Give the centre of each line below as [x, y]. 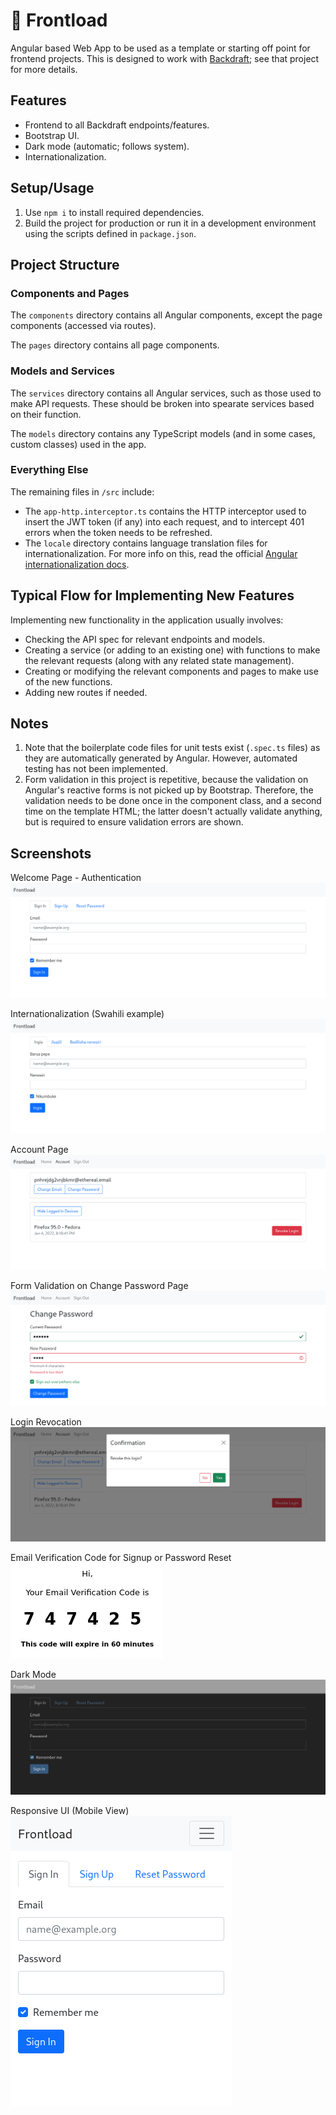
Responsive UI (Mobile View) [70, 1810]
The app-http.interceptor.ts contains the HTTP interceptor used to [165, 511]
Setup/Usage [52, 188]
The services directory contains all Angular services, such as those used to [166, 393]
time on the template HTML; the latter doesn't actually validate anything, [173, 811]
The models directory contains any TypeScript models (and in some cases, [163, 433]
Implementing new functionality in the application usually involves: [147, 620]
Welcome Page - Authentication [76, 878]
